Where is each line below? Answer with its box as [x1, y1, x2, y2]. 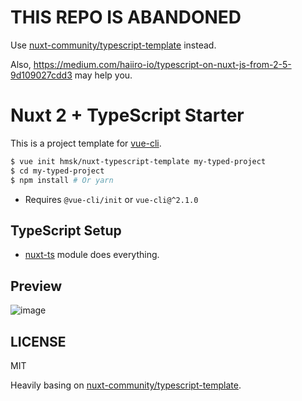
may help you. [74, 69, 133, 81]
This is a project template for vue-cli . [10, 137, 162, 149]
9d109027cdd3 [10, 69, 73, 81]
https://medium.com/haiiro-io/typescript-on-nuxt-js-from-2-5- [33, 58, 292, 70]
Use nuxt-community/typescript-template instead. [10, 39, 217, 51]
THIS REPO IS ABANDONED [10, 6, 242, 29]
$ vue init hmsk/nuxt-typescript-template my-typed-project [10, 156, 267, 166]
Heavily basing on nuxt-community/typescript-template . [10, 379, 242, 391]
